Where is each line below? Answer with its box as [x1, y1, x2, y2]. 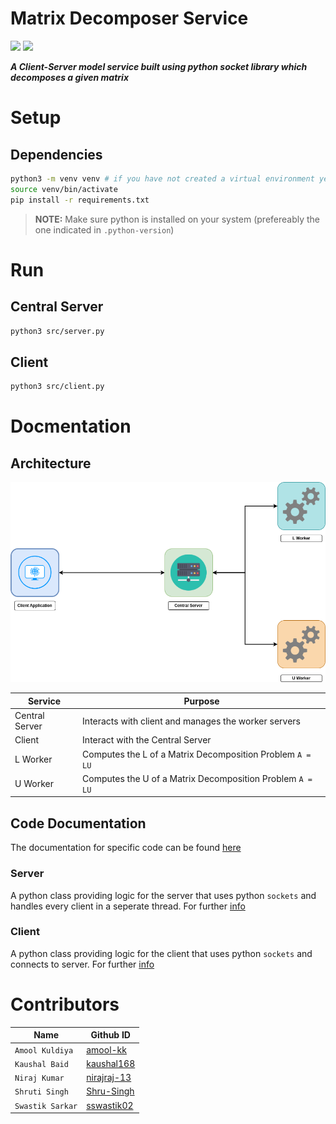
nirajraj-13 [86, 1072, 132, 1084]
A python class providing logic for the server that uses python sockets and [10, 889, 317, 901]
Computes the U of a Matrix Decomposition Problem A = [82, 772, 313, 784]
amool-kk [86, 1043, 127, 1056]
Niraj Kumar [14, 1073, 65, 1084]
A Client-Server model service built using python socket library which [10, 60, 308, 72]
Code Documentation [10, 815, 147, 832]
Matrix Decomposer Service [10, 7, 249, 30]
